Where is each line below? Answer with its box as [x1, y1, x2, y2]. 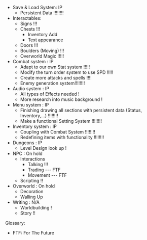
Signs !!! [20, 20, 38, 26]
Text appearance [27, 37, 63, 43]
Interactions [20, 156, 46, 162]
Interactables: [12, 15, 42, 21]
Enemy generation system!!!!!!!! [20, 80, 85, 86]
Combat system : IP [12, 59, 54, 64]
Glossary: [5, 220, 25, 226]
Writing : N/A [12, 199, 40, 205]
